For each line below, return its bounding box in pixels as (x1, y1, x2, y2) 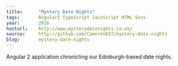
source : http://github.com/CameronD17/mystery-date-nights (6, 31, 168, 37)
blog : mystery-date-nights (6, 37, 90, 43)
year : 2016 (6, 20, 50, 26)
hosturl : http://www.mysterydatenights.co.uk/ (6, 25, 133, 32)
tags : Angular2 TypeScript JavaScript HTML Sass (6, 14, 146, 20)
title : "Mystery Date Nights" (6, 8, 95, 15)
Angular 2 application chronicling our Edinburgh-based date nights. (6, 53, 173, 60)
